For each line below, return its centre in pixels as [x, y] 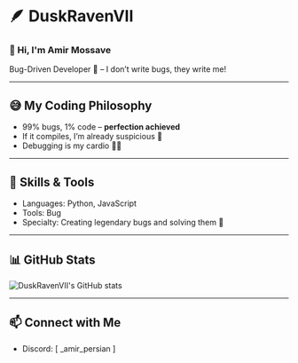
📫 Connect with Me [65, 323]
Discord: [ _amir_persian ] [69, 348]
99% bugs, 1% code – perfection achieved [101, 127]
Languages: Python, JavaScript [79, 203]
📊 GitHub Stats [52, 260]
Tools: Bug [42, 213]
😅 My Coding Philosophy [81, 105]
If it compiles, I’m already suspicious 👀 [92, 137]
